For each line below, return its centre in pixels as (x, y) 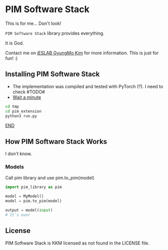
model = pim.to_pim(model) (34, 201)
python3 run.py (21, 116)
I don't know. (19, 154)
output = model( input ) (29, 210)
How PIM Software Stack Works (56, 141)
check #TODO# (29, 92)
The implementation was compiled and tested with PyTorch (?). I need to (88, 86)
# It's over (18, 215)
